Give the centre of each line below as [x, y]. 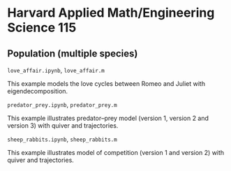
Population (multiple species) [73, 53]
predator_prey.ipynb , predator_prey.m [62, 105]
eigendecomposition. [38, 91]
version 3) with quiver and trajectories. [63, 126]
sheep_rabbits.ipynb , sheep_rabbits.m [62, 139]
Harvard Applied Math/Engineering [111, 13]
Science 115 [42, 28]
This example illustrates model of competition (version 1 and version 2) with [116, 153]
